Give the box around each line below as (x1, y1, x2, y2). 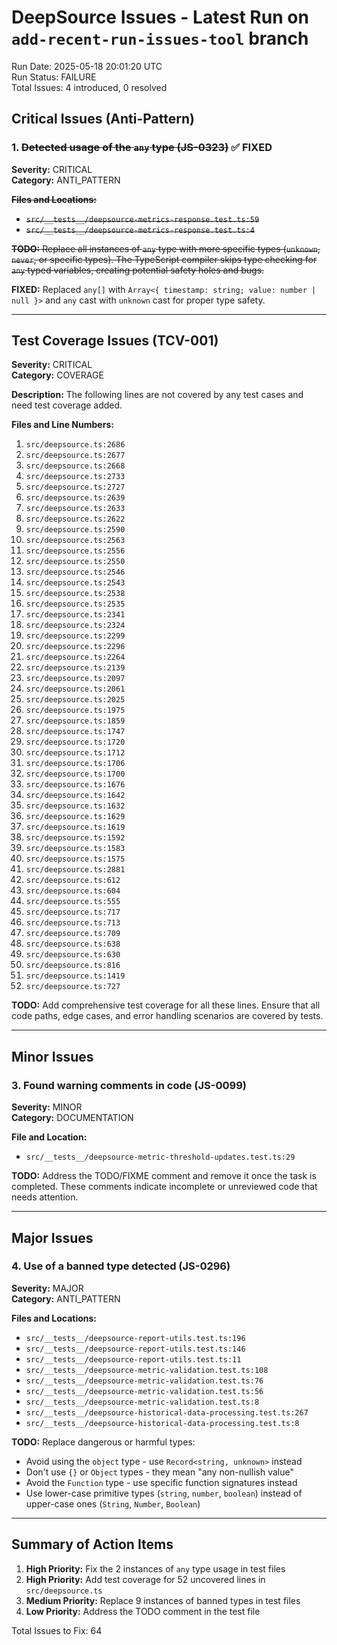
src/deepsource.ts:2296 (25, 642, 126, 652)
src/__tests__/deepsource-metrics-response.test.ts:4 (25, 225, 255, 235)
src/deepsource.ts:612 (25, 876, 121, 886)
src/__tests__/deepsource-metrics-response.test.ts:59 (25, 214, 260, 225)
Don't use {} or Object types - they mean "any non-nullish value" (25, 1466, 294, 1478)
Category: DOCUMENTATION (11, 1112, 134, 1124)
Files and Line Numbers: (11, 419, 114, 431)
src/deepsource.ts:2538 (25, 589, 126, 599)
